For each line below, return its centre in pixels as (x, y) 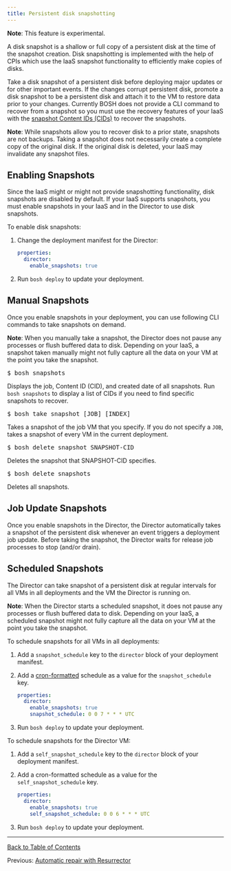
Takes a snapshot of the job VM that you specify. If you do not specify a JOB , (115, 427)
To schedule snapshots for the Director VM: (69, 741)
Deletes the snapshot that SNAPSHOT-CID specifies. (82, 460)
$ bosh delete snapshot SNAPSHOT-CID (71, 447)
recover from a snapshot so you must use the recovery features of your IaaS (115, 111)
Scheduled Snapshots (55, 569)
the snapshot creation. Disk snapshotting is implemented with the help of (111, 54)
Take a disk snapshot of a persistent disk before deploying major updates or (115, 82)
